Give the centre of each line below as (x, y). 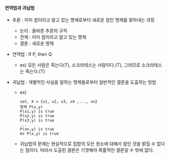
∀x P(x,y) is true (39, 134)
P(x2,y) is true (37, 116)
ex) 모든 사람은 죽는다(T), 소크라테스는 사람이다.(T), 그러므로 (80, 65)
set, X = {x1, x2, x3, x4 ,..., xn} (59, 102)
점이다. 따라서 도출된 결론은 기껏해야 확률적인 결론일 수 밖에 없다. (90, 150)
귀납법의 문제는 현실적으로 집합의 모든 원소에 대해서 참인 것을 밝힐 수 (88, 144)
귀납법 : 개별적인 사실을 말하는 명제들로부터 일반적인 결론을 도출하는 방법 (84, 82)
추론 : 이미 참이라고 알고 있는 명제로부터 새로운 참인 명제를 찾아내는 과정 (83, 20)
